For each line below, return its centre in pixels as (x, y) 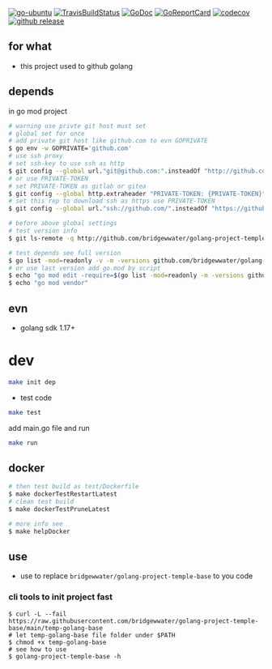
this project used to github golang (76, 66)
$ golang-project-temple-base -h (65, 656)
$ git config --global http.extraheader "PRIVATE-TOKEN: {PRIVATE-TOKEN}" (137, 194)
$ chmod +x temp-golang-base (57, 642)
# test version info (43, 231)
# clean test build (41, 502)
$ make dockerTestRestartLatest (63, 494)
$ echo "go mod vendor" (49, 283)
